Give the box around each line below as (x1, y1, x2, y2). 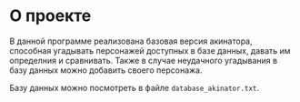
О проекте (9, 5, 92, 26)
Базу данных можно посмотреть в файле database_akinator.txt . (9, 82, 260, 93)
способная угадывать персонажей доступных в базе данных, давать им (9, 45, 291, 56)
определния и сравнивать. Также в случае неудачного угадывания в (9, 55, 278, 66)
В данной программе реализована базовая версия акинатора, (9, 36, 253, 46)
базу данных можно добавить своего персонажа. (9, 65, 203, 76)
